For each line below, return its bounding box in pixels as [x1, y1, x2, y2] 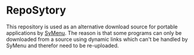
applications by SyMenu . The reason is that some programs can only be [6, 29, 182, 36]
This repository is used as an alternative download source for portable [6, 23, 178, 30]
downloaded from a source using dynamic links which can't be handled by [6, 35, 188, 43]
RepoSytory [6, 4, 66, 17]
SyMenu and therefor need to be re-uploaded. [6, 42, 119, 49]
